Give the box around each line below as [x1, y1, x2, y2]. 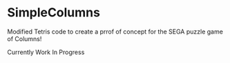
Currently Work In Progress [7, 48, 85, 56]
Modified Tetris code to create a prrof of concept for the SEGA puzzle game [7, 27, 223, 36]
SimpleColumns [7, 5, 100, 21]
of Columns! [7, 34, 42, 42]
